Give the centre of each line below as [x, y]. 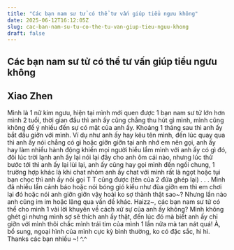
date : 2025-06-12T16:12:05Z [48, 20]
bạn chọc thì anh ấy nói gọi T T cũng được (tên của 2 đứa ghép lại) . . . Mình [116, 179]
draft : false [26, 33]
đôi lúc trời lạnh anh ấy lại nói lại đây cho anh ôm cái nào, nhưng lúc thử [110, 157]
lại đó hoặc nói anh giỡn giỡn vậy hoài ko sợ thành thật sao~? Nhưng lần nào [117, 194]
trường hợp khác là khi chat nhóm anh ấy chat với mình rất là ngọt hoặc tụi [114, 172]
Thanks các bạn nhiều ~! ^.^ [47, 239]
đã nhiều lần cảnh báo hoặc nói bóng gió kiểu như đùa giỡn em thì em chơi [115, 187]
